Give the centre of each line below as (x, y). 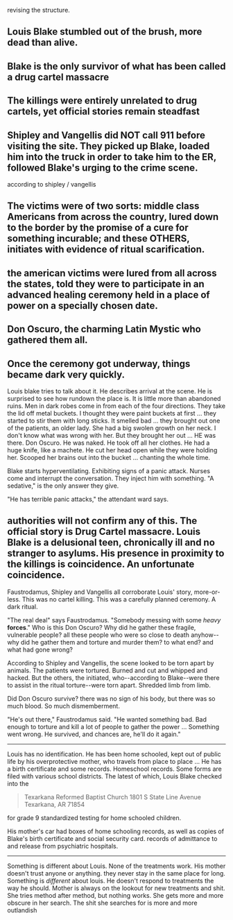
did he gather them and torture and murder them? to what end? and (117, 642)
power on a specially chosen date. (83, 306)
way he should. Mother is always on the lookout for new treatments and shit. (116, 888)
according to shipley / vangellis (52, 184)
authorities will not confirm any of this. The (102, 521)
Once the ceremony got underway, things (99, 364)
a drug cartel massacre (58, 77)
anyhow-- (205, 635)
